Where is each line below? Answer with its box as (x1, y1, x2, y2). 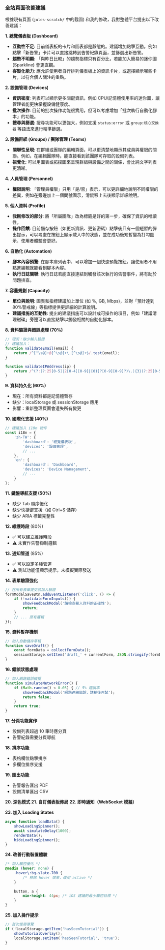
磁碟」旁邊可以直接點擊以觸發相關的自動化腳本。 (16, 316, 116, 323)
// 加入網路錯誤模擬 (5, 676, 41, 681)
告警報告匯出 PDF (12, 782, 48, 788)
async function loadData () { (5, 819, 65, 825)
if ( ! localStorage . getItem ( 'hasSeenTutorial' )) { (5, 926, 109, 931)
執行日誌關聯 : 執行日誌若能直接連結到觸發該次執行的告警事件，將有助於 (12, 271, 157, 277)
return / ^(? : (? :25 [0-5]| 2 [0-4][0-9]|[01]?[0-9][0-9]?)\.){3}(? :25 (14, 368, 153, 373)
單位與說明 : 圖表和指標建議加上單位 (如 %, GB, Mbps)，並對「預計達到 (12, 298, 155, 304)
